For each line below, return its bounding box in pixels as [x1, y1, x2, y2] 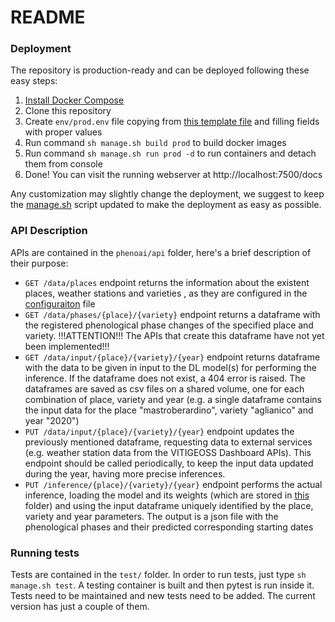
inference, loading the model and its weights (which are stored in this [24, 489, 310, 501]
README [10, 6, 86, 29]
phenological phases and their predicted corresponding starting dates [24, 521, 314, 533]
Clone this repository [24, 105, 112, 117]
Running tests [10, 546, 80, 560]
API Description [10, 224, 88, 238]
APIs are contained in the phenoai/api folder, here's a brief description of [10, 246, 312, 258]
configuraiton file [24, 297, 96, 310]
